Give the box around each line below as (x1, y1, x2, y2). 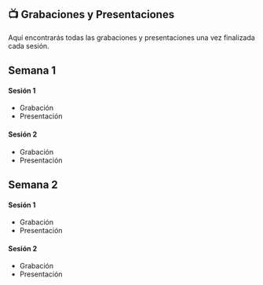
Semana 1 (8, 64, 57, 78)
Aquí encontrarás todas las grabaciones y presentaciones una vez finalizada (8, 32, 255, 42)
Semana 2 (8, 178, 59, 192)
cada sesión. (8, 41, 49, 50)
